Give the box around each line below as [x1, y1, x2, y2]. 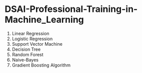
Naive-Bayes [11, 57, 38, 63]
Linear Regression [11, 30, 49, 36]
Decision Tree [11, 46, 41, 52]
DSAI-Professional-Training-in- [4, 3, 138, 15]
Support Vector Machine [11, 41, 63, 47]
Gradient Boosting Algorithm [11, 62, 71, 68]
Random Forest [11, 51, 43, 58]
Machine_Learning [4, 14, 84, 25]
